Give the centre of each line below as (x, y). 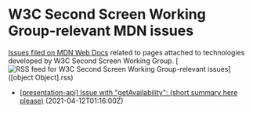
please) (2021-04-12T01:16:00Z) (71, 101)
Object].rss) (54, 77)
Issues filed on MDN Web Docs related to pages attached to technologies (127, 52)
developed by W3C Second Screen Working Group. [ (93, 61)
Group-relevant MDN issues (101, 31)
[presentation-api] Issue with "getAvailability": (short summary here (128, 92)
